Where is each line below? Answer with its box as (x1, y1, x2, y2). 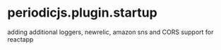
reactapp (7, 35, 34, 43)
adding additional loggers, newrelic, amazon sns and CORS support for (7, 28, 214, 36)
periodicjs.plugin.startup (7, 5, 157, 21)
